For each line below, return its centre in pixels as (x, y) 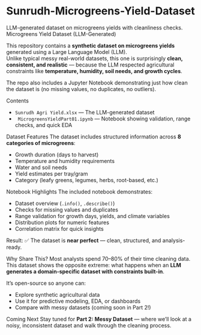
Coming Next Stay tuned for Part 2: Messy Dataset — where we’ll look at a (99, 319)
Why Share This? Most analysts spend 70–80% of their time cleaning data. (98, 258)
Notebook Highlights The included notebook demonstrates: (79, 191)
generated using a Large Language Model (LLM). (67, 52)
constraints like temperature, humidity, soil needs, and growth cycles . (94, 71)
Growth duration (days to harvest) (57, 155)
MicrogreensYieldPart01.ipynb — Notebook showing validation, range (104, 119)
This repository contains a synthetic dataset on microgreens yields (91, 46)
